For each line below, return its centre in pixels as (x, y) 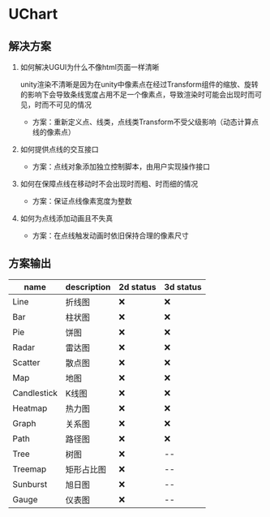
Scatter (26, 362)
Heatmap (30, 408)
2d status (137, 287)
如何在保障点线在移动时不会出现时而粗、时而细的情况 (109, 184)
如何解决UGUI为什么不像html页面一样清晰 (90, 67)
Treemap (30, 469)
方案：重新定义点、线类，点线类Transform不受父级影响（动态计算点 (146, 122)
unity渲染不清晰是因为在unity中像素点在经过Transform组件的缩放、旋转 (139, 84)
